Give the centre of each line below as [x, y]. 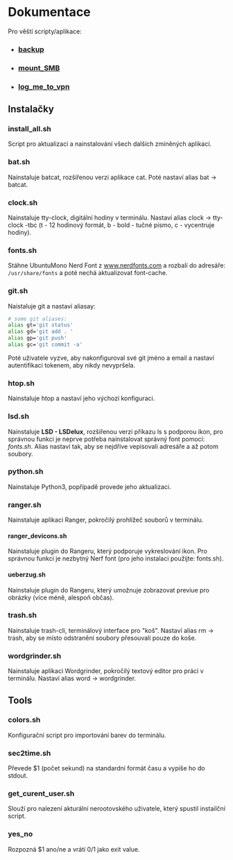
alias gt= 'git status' [41, 325]
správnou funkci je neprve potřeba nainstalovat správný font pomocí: [106, 439]
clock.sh [23, 202]
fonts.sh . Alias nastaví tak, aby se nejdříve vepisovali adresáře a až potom [113, 446]
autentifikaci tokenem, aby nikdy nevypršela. [72, 365]
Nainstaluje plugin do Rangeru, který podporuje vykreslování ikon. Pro [107, 551]
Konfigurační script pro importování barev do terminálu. [87, 735]
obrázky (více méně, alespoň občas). [61, 597]
